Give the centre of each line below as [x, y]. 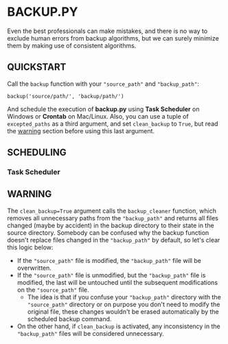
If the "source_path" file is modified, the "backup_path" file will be [109, 260]
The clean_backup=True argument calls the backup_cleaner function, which [112, 211]
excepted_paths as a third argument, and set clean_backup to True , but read [113, 124]
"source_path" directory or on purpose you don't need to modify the [124, 304]
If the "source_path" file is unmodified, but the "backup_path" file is [111, 275]
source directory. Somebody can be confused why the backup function [108, 232]
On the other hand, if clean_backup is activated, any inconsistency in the [119, 326]
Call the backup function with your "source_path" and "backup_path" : [103, 84]
